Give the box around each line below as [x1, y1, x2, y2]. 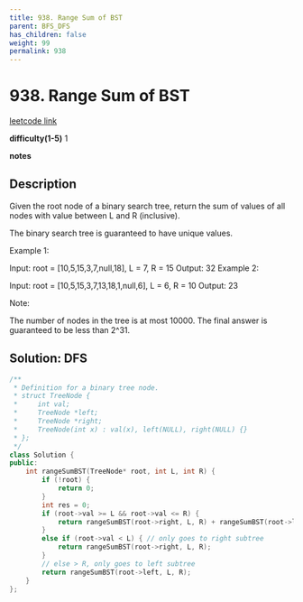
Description [9, 177, 77, 192]
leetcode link [9, 116, 57, 126]
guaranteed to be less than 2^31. [9, 324, 131, 335]
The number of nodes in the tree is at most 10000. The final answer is [9, 315, 268, 326]
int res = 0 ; [41, 500, 91, 510]
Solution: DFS [9, 351, 87, 366]
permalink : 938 [9, 47, 67, 56]
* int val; [13, 400, 70, 409]
